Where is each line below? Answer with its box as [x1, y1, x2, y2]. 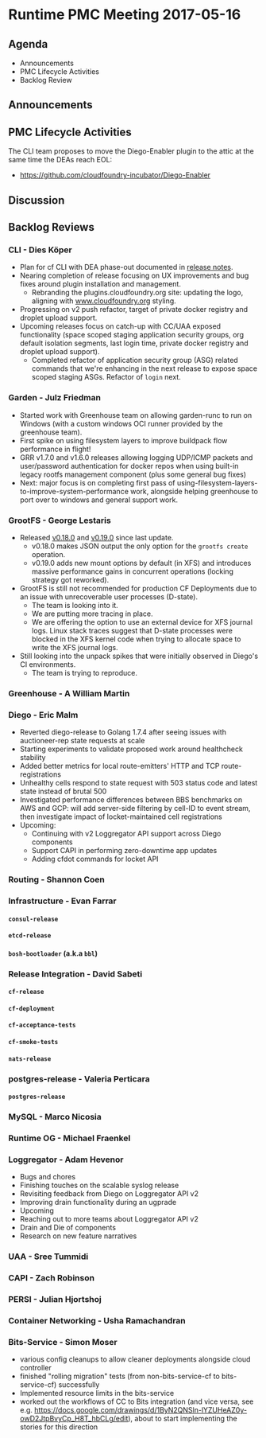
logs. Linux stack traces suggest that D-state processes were [31, 625, 233, 635]
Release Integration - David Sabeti [8, 968, 143, 980]
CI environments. [19, 659, 76, 669]
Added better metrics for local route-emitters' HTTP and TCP [19, 762, 220, 771]
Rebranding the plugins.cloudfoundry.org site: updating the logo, [31, 288, 244, 298]
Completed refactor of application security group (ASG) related [31, 356, 238, 365]
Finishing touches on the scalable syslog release [19, 1180, 179, 1191]
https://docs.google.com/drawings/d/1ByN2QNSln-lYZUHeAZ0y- [34, 1405, 248, 1415]
